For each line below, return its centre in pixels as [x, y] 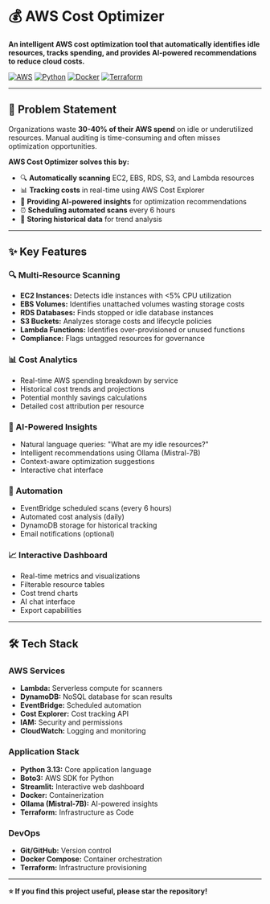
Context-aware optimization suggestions [87, 462]
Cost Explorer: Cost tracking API [74, 714]
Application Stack [44, 752]
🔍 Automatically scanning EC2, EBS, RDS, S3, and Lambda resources [137, 178]
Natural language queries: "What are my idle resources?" [114, 445]
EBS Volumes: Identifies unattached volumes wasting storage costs [132, 304]
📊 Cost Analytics [43, 360]
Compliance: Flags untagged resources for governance [112, 339]
